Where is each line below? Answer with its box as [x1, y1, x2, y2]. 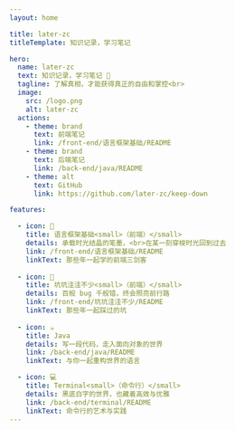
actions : [17, 113, 51, 122]
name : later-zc [17, 62, 75, 72]
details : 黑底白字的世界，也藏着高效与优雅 [25, 389, 170, 398]
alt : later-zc [25, 105, 79, 114]
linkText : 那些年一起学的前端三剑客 [25, 255, 147, 264]
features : [9, 205, 47, 215]
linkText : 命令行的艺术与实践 [25, 406, 127, 416]
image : [17, 88, 42, 97]
